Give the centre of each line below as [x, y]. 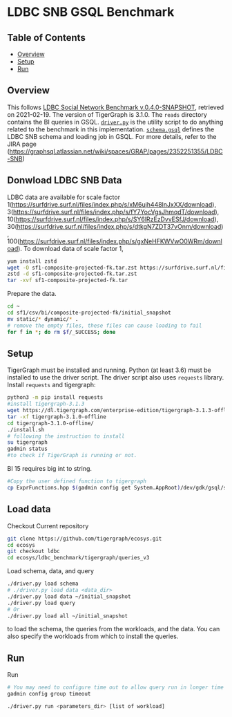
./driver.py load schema [43, 584]
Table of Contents [47, 38]
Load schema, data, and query [51, 571]
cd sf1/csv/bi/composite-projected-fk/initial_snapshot [89, 313]
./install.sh [26, 429]
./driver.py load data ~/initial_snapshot [69, 596]
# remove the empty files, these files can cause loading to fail [105, 326]
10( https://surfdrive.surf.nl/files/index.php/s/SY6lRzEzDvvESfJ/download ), [113, 219]
